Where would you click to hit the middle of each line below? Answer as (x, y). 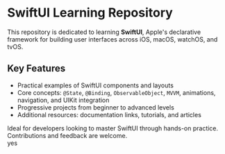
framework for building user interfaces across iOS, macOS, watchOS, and (112, 39)
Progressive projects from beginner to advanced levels (96, 107)
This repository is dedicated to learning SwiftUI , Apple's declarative (104, 32)
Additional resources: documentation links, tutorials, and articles (109, 114)
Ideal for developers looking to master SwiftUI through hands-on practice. (113, 128)
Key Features (36, 68)
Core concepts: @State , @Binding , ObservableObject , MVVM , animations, (116, 92)
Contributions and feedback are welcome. (67, 135)
